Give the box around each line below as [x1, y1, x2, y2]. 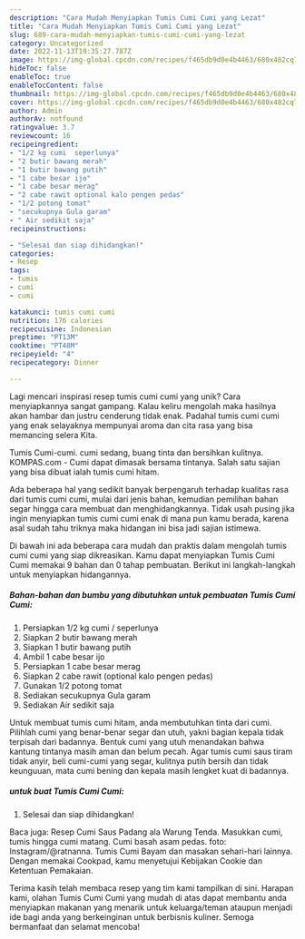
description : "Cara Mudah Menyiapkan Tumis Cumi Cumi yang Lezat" [9, 13, 266, 23]
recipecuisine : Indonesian [9, 324, 112, 334]
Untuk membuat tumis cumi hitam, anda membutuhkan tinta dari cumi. [9, 717, 272, 728]
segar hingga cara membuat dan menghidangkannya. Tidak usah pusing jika [9, 503, 295, 514]
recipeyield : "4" [9, 350, 75, 359]
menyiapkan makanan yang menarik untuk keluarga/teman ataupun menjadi [9, 902, 293, 913]
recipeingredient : [9, 140, 79, 149]
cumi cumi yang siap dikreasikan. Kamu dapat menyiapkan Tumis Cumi [9, 550, 275, 561]
